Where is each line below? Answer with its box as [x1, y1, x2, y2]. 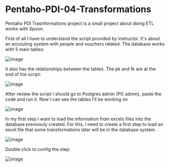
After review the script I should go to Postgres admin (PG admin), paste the [5, 91, 162, 97]
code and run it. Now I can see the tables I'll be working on [5, 96, 128, 102]
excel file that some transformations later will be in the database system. [5, 127, 156, 133]
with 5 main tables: [5, 46, 45, 52]
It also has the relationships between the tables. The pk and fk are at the [5, 66, 156, 72]
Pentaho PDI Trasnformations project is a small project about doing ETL [5, 20, 154, 26]
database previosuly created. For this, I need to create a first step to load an [5, 121, 163, 127]
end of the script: [5, 71, 41, 77]
